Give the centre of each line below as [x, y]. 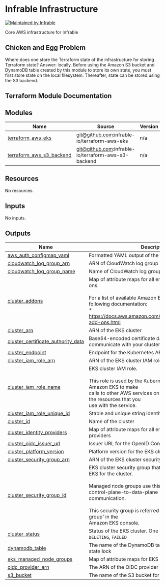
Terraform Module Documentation [58, 96]
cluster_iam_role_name [34, 387]
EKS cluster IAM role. [113, 369]
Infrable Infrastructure [52, 9]
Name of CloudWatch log [118, 272]
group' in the [103, 517]
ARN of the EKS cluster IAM [120, 361]
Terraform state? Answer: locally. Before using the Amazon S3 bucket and [80, 64]
